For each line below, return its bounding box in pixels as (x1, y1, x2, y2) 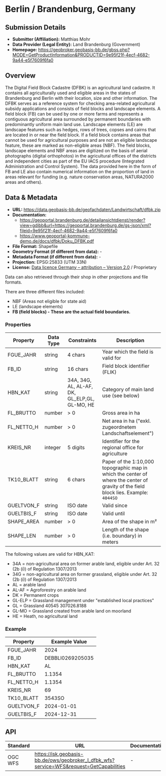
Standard (7, 742, 30, 749)
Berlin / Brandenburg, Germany (5, 3, 136, 15)
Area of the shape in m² (102, 518, 157, 525)
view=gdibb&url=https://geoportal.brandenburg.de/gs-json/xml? (19, 222, 152, 228)
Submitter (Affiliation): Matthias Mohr (12, 36, 90, 42)
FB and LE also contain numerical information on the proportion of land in (5, 168, 154, 174)
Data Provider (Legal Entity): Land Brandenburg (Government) (12, 41, 141, 47)
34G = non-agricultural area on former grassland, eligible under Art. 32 (12, 571, 157, 577)
